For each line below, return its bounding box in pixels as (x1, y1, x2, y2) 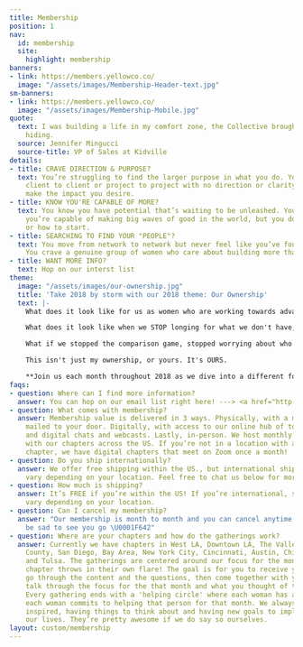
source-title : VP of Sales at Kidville (17, 147, 168, 156)
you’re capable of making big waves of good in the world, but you (25, 214, 284, 224)
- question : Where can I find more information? (9, 389, 196, 398)
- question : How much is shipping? (9, 481, 143, 490)
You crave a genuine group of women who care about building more (25, 248, 280, 257)
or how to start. (25, 223, 91, 232)
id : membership (17, 38, 75, 48)
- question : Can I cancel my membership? (9, 506, 168, 515)
